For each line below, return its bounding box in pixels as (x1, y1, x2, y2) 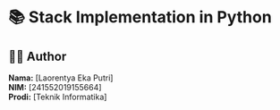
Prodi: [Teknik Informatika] (8, 91, 107, 102)
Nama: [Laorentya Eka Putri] (8, 72, 114, 83)
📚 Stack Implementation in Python (8, 7, 272, 28)
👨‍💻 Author (8, 48, 67, 63)
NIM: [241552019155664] (8, 82, 102, 92)
